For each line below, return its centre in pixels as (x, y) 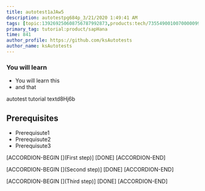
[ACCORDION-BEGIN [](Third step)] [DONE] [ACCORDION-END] (87, 181)
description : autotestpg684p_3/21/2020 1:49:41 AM (72, 18)
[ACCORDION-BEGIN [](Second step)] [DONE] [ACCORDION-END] (90, 169)
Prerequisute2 (33, 139)
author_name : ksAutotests (39, 46)
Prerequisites (32, 118)
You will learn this (37, 81)
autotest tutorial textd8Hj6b (41, 99)
